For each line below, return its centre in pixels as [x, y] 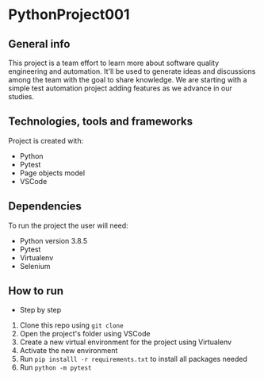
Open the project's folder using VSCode [85, 334]
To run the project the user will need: [68, 225]
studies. [21, 96]
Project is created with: [46, 140]
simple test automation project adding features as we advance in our [120, 88]
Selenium [35, 266]
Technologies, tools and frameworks [101, 122]
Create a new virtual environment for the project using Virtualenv [126, 342]
